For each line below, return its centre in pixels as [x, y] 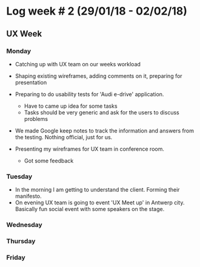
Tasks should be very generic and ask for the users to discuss [102, 112]
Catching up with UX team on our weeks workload [78, 64]
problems [36, 119]
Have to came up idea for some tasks [71, 106]
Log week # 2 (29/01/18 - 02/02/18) [97, 11]
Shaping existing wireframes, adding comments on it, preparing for [99, 76]
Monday [19, 51]
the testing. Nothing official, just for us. [64, 137]
